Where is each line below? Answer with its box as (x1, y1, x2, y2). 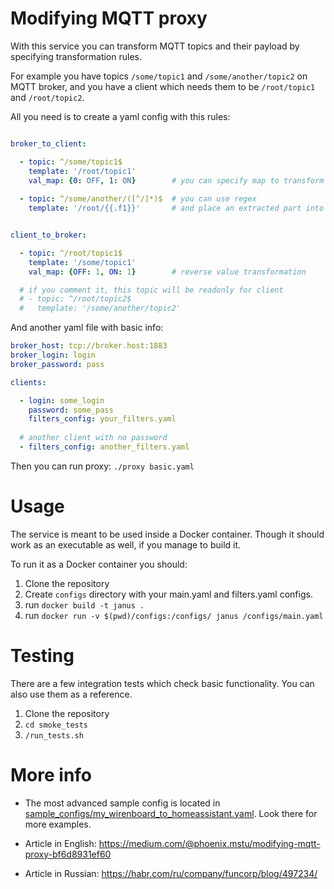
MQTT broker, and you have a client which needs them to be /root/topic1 (10, 80, 316, 92)
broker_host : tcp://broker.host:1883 (10, 341, 168, 351)
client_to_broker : (10, 230, 87, 241)
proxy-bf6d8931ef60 (24, 848, 112, 860)
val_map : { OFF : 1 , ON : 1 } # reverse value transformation (28, 267, 307, 277)
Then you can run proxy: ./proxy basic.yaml (10, 460, 195, 472)
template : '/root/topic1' (28, 166, 137, 176)
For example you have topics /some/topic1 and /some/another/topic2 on (10, 70, 308, 82)
